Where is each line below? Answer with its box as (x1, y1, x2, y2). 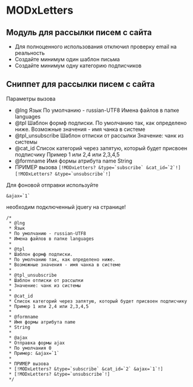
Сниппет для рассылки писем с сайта (6, 79, 156, 89)
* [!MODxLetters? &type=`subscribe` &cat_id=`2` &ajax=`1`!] (8, 366, 163, 372)
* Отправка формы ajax (8, 340, 65, 346)
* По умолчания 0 (8, 345, 52, 351)
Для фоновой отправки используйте (6, 181, 99, 188)
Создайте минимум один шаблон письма (14, 56, 120, 63)
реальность (14, 49, 45, 57)
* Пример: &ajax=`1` (8, 350, 60, 356)
